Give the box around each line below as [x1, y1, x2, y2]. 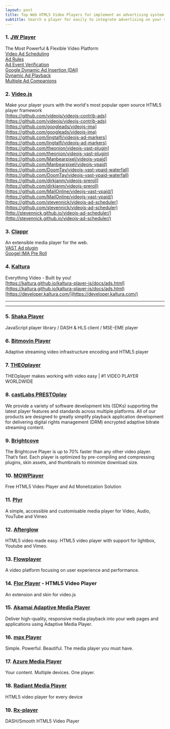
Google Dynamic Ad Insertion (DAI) [5, 67, 78, 73]
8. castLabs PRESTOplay [5, 391, 67, 398]
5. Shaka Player [5, 313, 45, 320]
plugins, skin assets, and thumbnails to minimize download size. [5, 460, 139, 466]
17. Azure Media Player [5, 658, 62, 665]
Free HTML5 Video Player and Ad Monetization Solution [5, 483, 121, 490]
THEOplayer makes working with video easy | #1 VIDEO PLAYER [5, 373, 139, 379]
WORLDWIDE [5, 378, 33, 384]
